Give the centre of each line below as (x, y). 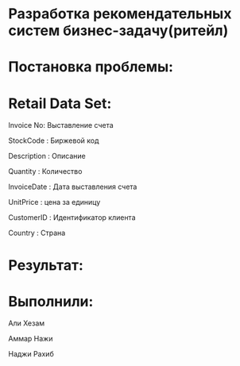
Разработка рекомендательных (120, 14)
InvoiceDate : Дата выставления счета (73, 187)
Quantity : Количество (45, 171)
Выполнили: (51, 301)
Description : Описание (47, 156)
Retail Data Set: (60, 103)
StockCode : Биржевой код (54, 141)
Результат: (46, 265)
